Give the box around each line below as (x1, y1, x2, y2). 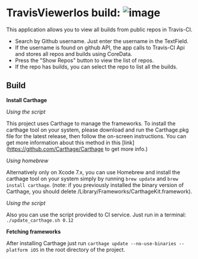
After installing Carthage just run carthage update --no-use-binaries (6, 239, 177, 246)
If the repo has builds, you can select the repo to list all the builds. (14, 63, 178, 70)
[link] (122, 139, 135, 146)
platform (6, 247, 28, 253)
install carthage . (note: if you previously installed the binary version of (6, 181, 184, 189)
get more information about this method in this (6, 139, 121, 146)
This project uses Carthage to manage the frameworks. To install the (6, 120, 176, 127)
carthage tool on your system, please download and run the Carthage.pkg (6, 126, 189, 133)
